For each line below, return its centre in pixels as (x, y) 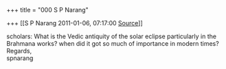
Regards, (19, 51)
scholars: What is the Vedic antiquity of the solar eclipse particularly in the (112, 36)
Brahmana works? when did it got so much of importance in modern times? (113, 43)
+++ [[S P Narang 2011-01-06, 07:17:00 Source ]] (75, 23)
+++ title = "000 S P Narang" (47, 10)
